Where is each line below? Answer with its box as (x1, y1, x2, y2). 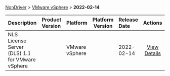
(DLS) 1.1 (8, 50, 31, 57)
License (8, 37, 27, 44)
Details (144, 50, 161, 57)
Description (8, 20, 37, 26)
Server (8, 44, 24, 50)
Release (118, 16, 138, 23)
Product (41, 16, 62, 23)
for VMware (8, 56, 36, 63)
